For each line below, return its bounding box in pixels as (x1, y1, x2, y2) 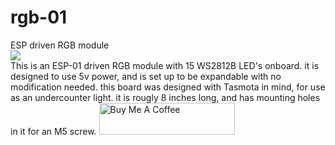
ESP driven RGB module (10, 39, 110, 51)
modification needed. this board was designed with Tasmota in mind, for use (10, 81, 326, 93)
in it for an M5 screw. (10, 125, 97, 137)
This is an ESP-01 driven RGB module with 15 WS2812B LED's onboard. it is (10, 59, 320, 71)
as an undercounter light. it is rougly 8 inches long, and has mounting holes (10, 91, 321, 103)
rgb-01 (10, 6, 68, 29)
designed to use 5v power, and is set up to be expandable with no (10, 70, 282, 82)
